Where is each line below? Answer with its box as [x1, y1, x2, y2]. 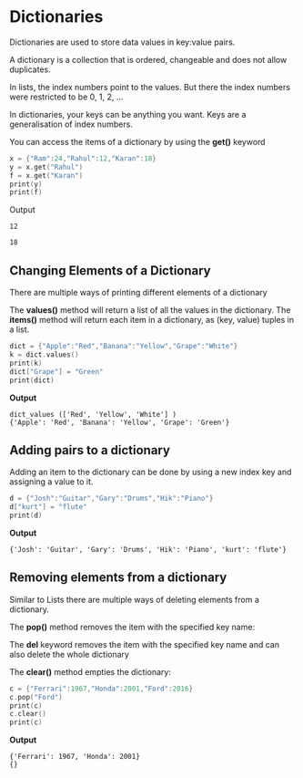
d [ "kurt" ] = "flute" [9, 503, 88, 512]
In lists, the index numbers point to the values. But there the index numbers [9, 81, 291, 92]
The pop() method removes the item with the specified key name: [9, 621, 256, 632]
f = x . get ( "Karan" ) [9, 171, 84, 180]
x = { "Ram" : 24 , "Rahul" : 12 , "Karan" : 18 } [9, 153, 157, 163]
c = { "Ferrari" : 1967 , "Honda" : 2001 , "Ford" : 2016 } [9, 684, 194, 693]
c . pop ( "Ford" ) [9, 692, 64, 701]
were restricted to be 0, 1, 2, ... [9, 91, 124, 102]
